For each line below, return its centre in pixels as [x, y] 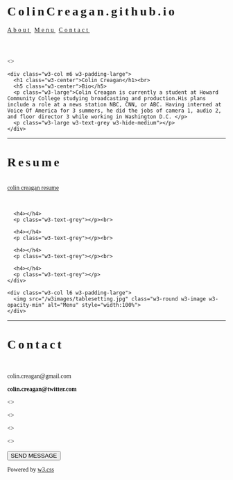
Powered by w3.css [31, 469]
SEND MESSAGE [34, 455]
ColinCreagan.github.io [92, 11]
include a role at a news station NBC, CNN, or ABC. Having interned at [114, 104]
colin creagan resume [33, 187]
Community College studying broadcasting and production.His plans [107, 98]
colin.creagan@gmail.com [39, 376]
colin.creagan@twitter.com [42, 389]
